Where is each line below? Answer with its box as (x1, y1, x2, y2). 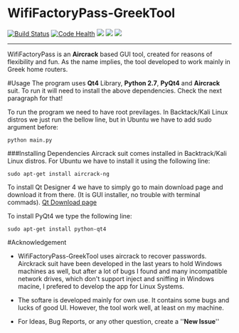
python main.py (7, 137, 53, 144)
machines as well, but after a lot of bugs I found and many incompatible (17, 267, 228, 275)
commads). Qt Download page (7, 198, 97, 206)
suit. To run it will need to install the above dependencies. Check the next (7, 86, 223, 95)
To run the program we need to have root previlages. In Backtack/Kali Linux (7, 107, 228, 116)
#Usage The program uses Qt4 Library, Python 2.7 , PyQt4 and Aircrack (7, 78, 221, 87)
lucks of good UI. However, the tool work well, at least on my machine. (17, 303, 224, 312)
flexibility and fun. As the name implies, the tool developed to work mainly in (7, 57, 231, 65)
